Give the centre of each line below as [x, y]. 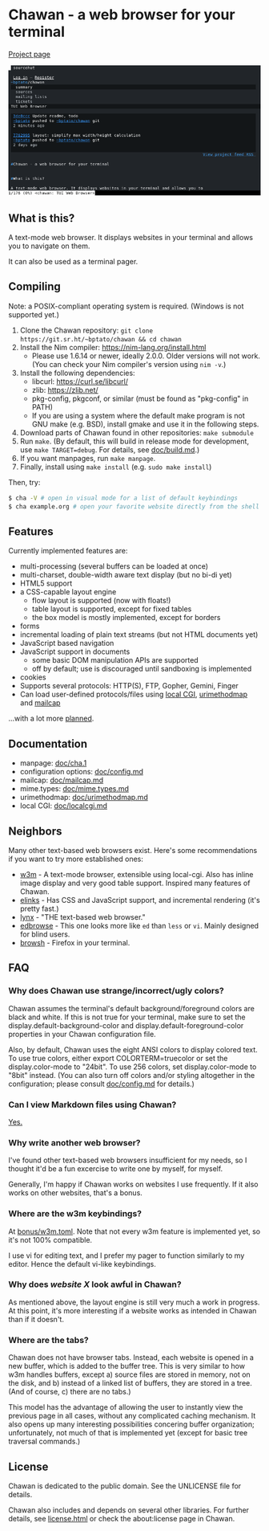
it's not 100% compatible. [50, 1239]
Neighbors [35, 831]
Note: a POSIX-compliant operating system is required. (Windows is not [126, 306]
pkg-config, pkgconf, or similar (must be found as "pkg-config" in [140, 398]
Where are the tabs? [49, 1340]
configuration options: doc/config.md [82, 772]
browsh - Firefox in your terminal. [75, 942]
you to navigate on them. [49, 246]
